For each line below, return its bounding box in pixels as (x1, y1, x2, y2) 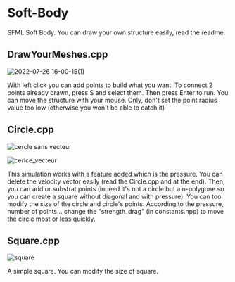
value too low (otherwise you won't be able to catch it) (7, 103, 165, 112)
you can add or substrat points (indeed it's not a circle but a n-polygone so (7, 184, 224, 193)
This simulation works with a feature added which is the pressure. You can (7, 169, 223, 178)
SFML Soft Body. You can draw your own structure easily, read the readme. (7, 28, 226, 37)
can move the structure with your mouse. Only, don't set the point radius (7, 96, 217, 104)
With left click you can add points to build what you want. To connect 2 (7, 81, 213, 89)
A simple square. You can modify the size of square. (7, 267, 159, 276)
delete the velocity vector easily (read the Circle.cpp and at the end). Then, (7, 177, 225, 186)
